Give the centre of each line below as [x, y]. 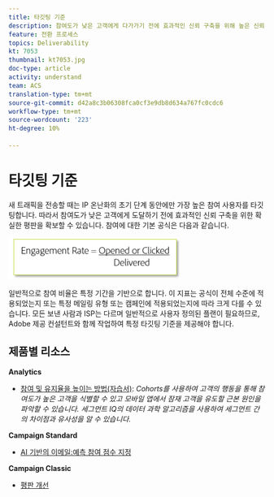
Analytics [25, 372]
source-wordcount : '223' [50, 120]
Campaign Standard [43, 435]
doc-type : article [39, 69]
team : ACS [25, 85]
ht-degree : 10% [34, 129]
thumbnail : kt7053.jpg [47, 60]
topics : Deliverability [49, 43]
